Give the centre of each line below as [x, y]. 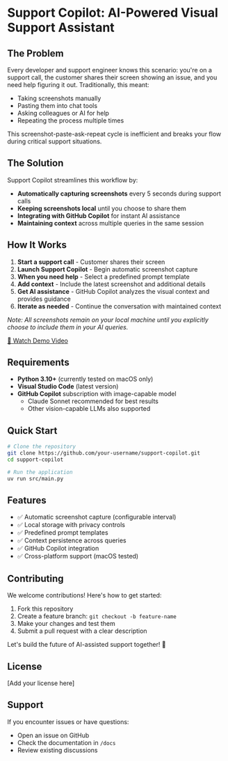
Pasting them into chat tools [57, 105]
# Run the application [40, 472]
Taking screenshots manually [59, 98]
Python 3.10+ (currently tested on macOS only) [85, 379]
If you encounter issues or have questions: [68, 721]
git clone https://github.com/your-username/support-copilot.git [104, 453]
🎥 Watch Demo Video [38, 340]
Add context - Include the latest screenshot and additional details [112, 284]
